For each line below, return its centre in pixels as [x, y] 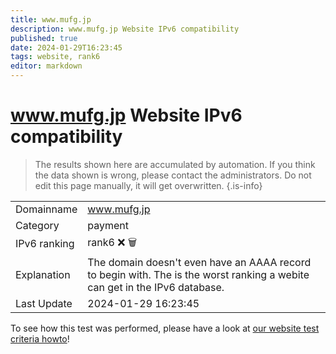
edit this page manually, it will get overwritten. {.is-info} [148, 185]
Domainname [46, 209]
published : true [44, 38]
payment [108, 225]
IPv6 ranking [45, 244]
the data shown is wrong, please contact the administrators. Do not [173, 175]
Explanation [43, 274]
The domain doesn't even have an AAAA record [199, 262]
